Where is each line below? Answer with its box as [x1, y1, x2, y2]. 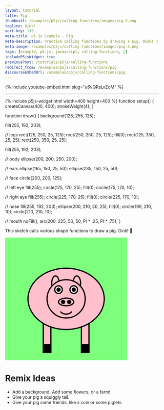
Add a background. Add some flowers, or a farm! [12, 389, 111, 395]
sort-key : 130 [5, 28, 34, 34]
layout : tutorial [5, 8, 41, 13]
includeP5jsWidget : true [5, 54, 56, 59]
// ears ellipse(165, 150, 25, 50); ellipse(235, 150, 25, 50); [5, 166, 119, 172]
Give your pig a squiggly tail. [12, 394, 70, 400]
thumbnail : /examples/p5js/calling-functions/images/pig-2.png [5, 18, 137, 23]
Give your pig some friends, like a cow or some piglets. [12, 400, 123, 406]
